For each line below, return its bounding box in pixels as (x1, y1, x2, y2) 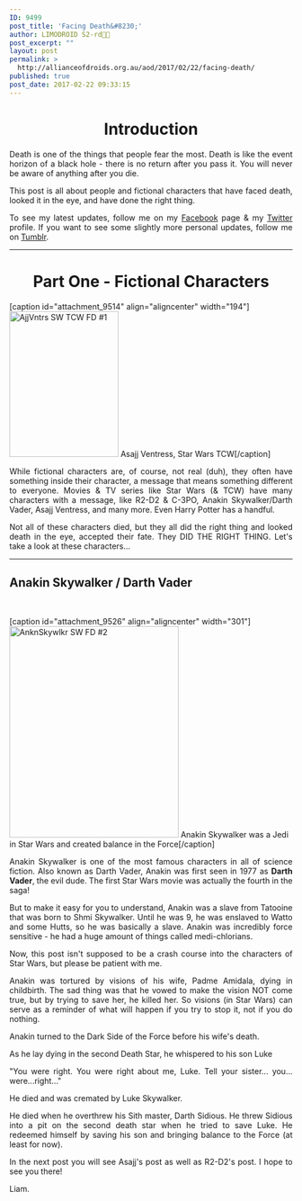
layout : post (9, 47, 58, 56)
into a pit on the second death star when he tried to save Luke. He (9, 1120, 293, 1131)
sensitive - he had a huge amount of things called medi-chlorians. (9, 931, 253, 942)
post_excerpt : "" (9, 38, 75, 48)
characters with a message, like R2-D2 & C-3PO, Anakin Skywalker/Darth (9, 494, 293, 505)
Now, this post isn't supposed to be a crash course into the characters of (9, 948, 293, 959)
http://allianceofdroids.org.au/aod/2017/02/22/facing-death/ (17, 64, 255, 73)
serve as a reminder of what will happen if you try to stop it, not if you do (9, 1004, 293, 1015)
